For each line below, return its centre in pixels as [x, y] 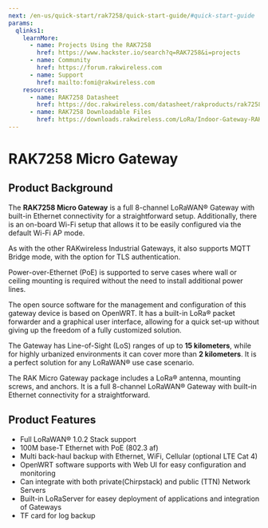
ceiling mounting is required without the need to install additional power [126, 281]
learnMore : [41, 38]
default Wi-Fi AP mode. [47, 233]
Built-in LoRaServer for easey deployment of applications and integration [140, 498]
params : [21, 23]
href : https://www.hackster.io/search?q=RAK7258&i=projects [139, 53]
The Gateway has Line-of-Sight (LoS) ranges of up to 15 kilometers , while [130, 345]
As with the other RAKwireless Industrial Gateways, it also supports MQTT [130, 248]
